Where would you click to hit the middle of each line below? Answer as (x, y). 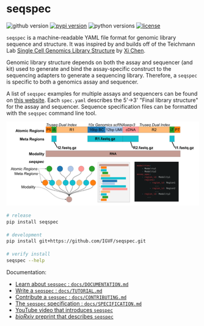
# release (19, 216)
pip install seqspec (33, 222)
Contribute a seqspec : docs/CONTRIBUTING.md (71, 297)
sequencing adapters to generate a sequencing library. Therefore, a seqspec (102, 75)
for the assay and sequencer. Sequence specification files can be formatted (102, 106)
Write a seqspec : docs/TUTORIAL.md (59, 290)
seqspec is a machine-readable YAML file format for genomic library (91, 37)
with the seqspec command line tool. (52, 113)
